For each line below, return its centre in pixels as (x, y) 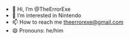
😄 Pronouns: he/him (37, 30)
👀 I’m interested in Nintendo (47, 15)
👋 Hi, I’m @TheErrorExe (41, 9)
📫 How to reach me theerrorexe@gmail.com (68, 22)
